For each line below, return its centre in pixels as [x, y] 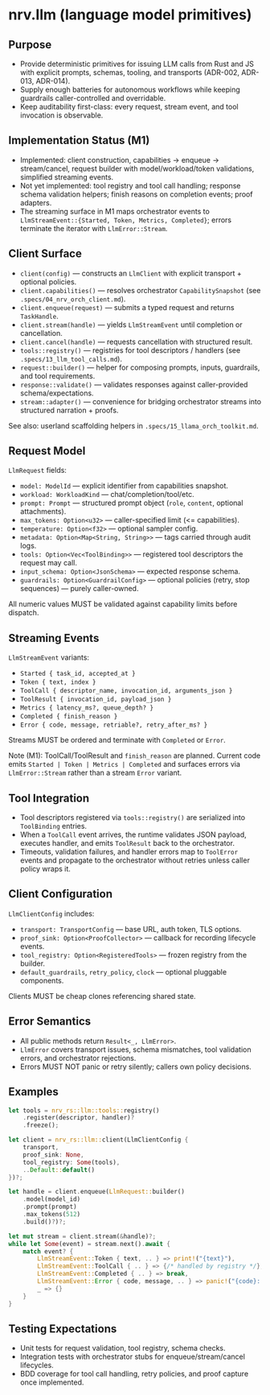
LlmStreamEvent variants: [49, 657]
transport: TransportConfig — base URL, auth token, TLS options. [131, 929]
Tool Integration [49, 798]
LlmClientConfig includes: [51, 913]
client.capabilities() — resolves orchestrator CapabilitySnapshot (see [140, 290]
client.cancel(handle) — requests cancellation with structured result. [136, 342]
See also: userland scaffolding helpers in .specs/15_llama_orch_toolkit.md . [133, 425]
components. [42, 980]
